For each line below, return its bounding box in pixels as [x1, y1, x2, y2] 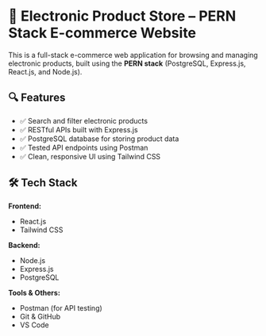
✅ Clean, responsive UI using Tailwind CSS [19, 151, 161, 161]
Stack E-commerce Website [8, 24, 197, 42]
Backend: [8, 240, 40, 250]
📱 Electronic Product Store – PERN [8, 7, 237, 25]
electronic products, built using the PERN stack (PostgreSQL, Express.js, [8, 59, 246, 68]
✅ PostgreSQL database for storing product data [19, 134, 179, 143]
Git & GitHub [19, 311, 61, 321]
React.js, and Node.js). [8, 67, 83, 76]
